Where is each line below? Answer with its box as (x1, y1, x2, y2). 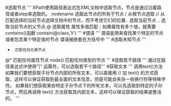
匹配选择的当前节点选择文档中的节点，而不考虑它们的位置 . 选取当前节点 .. (5, 17, 160, 23)
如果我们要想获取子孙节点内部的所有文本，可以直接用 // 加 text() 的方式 (5, 70, 154, 75)
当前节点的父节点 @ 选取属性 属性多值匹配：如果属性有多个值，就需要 (9, 23, 156, 30)
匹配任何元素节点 (15, 47, 46, 52)
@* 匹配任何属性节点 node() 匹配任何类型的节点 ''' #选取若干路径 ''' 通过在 (5, 57, 161, 63)
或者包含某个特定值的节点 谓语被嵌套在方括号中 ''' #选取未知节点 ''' (5, 36, 146, 42)
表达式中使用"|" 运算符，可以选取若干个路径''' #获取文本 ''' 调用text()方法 (9, 63, 163, 69)
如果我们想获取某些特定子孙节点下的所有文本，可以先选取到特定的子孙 (15, 83, 163, 88)
